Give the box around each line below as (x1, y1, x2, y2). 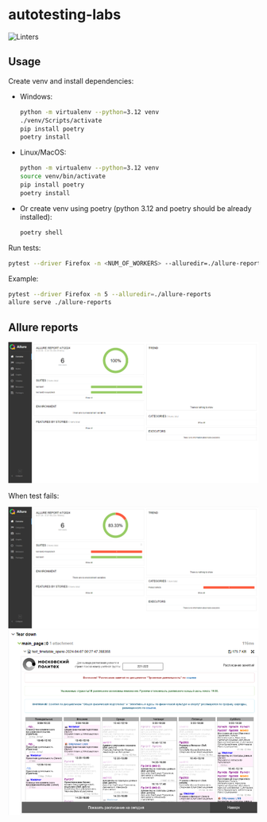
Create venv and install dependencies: (8, 76, 134, 85)
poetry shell (19, 229, 64, 237)
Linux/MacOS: (19, 147, 67, 157)
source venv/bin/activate (19, 173, 106, 181)
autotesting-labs (8, 6, 122, 24)
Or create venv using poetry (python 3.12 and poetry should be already (19, 203, 252, 213)
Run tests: (8, 243, 41, 252)
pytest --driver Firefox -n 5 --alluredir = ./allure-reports (8, 290, 212, 298)
